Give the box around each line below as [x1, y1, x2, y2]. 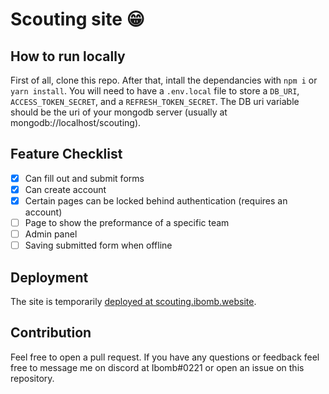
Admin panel [24, 228, 78, 240]
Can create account [24, 183, 107, 195]
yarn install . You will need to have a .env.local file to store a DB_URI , [10, 85, 300, 97]
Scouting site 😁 [10, 8, 145, 31]
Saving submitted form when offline [24, 239, 173, 252]
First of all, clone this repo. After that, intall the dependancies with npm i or [10, 74, 318, 86]
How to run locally [10, 48, 126, 65]
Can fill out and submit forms [24, 172, 145, 184]
